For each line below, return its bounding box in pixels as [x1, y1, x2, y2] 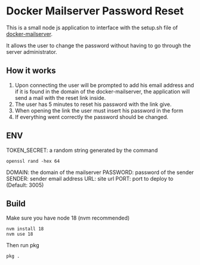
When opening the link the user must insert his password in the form [14, 106, 184, 114]
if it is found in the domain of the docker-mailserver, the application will [14, 88, 190, 95]
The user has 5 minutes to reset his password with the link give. [14, 100, 172, 108]
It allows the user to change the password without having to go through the [6, 42, 191, 49]
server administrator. [6, 48, 58, 55]
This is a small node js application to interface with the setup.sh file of [6, 24, 178, 31]
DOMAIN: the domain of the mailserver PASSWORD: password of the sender [6, 169, 194, 176]
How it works [6, 66, 56, 76]
